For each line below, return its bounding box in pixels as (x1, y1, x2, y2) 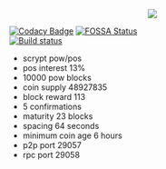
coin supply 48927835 (22, 82, 108, 93)
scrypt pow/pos (22, 53, 83, 64)
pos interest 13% (22, 63, 86, 73)
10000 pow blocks (22, 73, 93, 83)
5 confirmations (22, 101, 82, 112)
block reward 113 (22, 92, 86, 102)
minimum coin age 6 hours (22, 130, 122, 141)
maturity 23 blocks (22, 111, 93, 122)
